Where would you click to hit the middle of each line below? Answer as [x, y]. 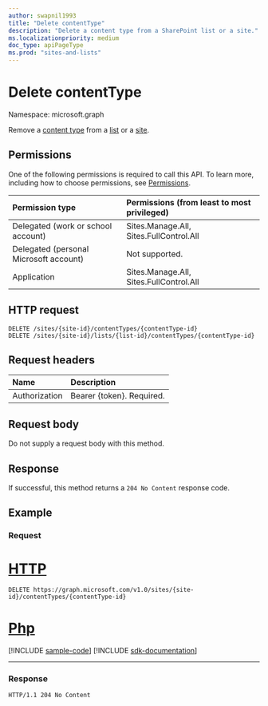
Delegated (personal [51, 248]
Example [30, 513]
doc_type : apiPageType [46, 46]
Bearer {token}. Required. [118, 396]
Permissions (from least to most [189, 202]
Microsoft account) [48, 259]
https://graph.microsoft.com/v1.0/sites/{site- [114, 590]
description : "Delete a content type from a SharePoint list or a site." [134, 30]
